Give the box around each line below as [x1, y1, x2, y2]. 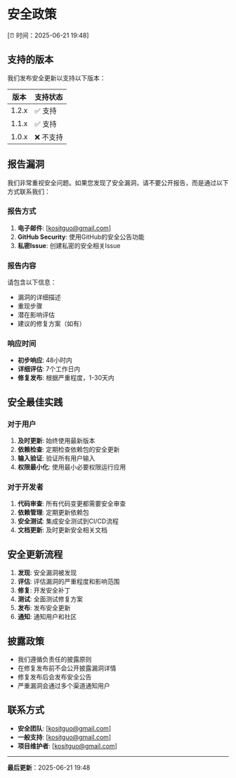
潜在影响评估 [17, 310, 55, 319]
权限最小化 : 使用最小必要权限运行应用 [17, 463, 126, 472]
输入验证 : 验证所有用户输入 [17, 454, 96, 463]
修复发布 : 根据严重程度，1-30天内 [17, 374, 114, 382]
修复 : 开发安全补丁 [17, 586, 71, 595]
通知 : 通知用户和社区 [17, 613, 77, 621]
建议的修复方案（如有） [17, 320, 86, 328]
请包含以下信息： [7, 278, 57, 287]
